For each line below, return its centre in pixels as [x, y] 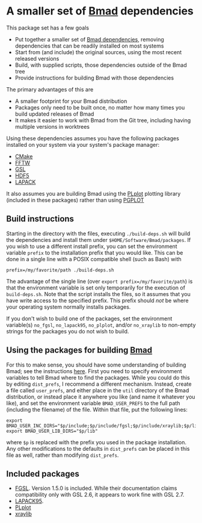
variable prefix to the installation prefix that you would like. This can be [95, 252]
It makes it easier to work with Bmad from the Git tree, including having [103, 120]
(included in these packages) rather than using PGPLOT [75, 200]
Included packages [43, 474]
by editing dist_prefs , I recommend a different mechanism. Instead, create [99, 384]
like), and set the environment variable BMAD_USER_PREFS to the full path [93, 403]
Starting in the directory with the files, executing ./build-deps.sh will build [98, 234]
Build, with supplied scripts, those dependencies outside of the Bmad [101, 65]
